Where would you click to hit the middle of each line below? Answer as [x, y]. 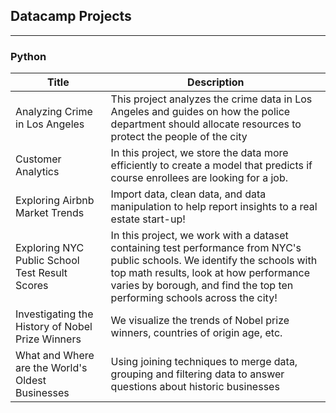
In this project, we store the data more [199, 153]
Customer [38, 159]
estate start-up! [148, 219]
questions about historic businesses [195, 387]
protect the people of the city [179, 137]
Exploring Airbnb [55, 201]
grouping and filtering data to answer [197, 374]
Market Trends [50, 213]
